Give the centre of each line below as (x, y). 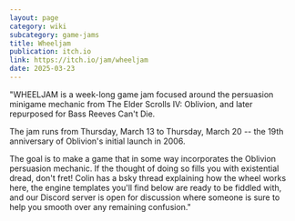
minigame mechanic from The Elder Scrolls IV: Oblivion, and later (131, 104)
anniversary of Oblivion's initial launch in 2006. (97, 141)
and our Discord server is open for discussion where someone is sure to (145, 197)
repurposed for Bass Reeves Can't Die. (82, 114)
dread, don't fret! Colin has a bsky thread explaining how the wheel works (148, 177)
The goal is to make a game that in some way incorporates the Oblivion (142, 158)
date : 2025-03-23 (42, 69)
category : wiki (38, 26)
